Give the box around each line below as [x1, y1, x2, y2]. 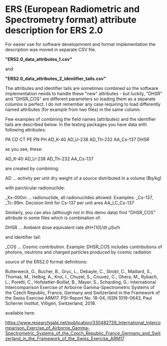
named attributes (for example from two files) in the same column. [5, 106, 141, 112]
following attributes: [5, 126, 46, 133]
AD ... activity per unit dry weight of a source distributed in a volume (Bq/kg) [5, 175, 162, 181]
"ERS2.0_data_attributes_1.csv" [5, 56, 72, 62]
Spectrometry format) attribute [5, 14, 137, 25]
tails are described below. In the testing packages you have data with [5, 121, 147, 127]
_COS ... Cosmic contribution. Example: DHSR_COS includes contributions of [5, 244, 163, 250]
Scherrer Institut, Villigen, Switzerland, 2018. [5, 300, 96, 306]
